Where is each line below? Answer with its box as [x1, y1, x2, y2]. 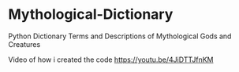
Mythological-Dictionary [8, 5, 174, 23]
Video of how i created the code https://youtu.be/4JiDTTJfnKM [8, 55, 214, 64]
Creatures [8, 39, 41, 49]
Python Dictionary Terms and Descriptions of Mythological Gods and [8, 31, 232, 41]
